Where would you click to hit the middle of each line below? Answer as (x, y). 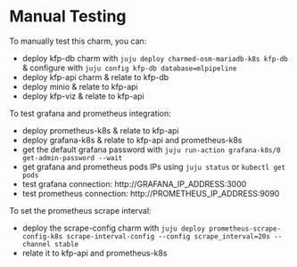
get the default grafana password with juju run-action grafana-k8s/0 (151, 150)
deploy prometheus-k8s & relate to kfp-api (101, 130)
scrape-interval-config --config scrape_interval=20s (168, 236)
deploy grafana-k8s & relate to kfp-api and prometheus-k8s (132, 140)
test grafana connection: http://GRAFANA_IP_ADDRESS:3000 (134, 183)
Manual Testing (68, 16)
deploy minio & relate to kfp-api (80, 86)
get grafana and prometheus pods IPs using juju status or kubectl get (154, 166)
